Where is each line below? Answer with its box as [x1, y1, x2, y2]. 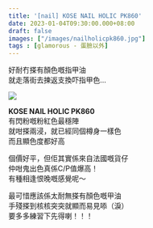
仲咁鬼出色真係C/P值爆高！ [8, 163, 99, 174]
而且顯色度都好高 [8, 137, 65, 146]
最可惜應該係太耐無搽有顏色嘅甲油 [8, 191, 122, 201]
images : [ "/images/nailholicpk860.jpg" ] [8, 34, 147, 43]
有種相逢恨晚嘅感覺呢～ [8, 174, 86, 184]
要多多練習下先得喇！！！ [8, 211, 93, 221]
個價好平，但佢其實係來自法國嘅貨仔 [8, 154, 129, 163]
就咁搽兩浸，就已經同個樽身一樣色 [8, 126, 122, 136]
